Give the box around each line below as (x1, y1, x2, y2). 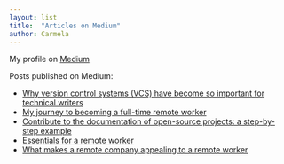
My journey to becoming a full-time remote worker (21, 107, 207, 118)
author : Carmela (9, 29, 69, 38)
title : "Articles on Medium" (9, 21, 122, 30)
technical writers (21, 98, 84, 108)
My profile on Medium (9, 54, 91, 65)
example (40, 126, 73, 137)
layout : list (9, 12, 58, 22)
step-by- (242, 116, 275, 127)
